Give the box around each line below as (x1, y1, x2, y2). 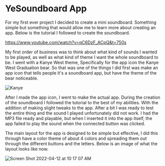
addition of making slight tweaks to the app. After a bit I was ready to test (5, 105, 154, 111)
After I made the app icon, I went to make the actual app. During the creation (5, 94, 161, 100)
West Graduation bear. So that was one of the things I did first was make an (5, 65, 159, 71)
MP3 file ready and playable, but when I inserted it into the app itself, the (5, 115, 153, 121)
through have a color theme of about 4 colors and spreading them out (5, 135, 147, 141)
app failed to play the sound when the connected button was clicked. (5, 121, 145, 126)
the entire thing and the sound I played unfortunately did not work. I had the (5, 110, 159, 116)
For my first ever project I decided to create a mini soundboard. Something (5, 19, 157, 25)
